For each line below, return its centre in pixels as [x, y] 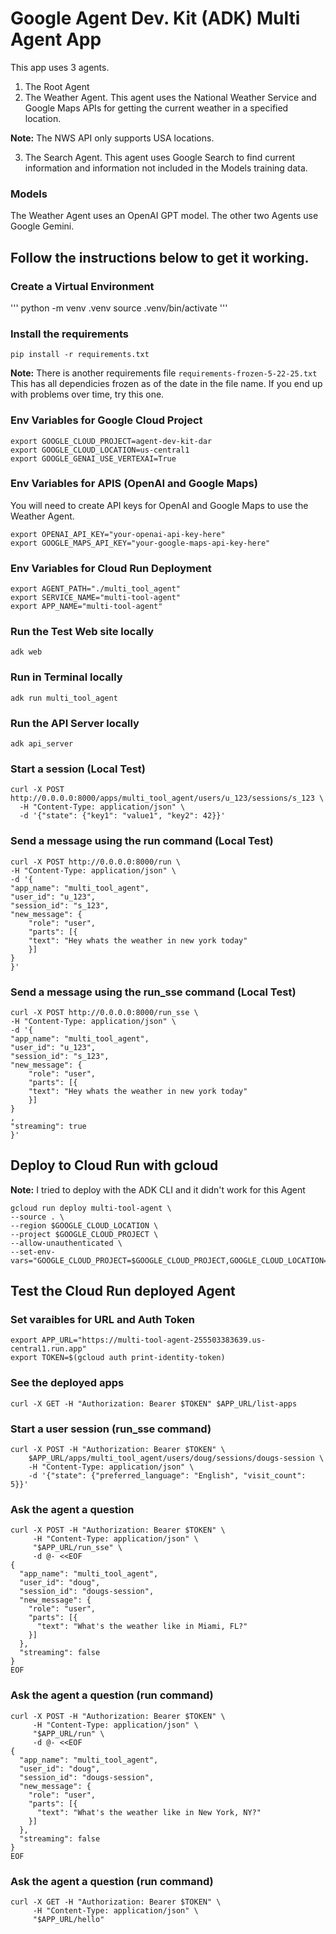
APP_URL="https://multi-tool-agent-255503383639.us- [154, 1340]
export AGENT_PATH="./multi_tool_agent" [96, 589]
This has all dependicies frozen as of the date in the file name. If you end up [166, 384]
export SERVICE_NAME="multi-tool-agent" [96, 598]
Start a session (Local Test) [78, 769]
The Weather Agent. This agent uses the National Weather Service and [170, 97]
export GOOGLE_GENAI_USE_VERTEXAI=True [93, 458]
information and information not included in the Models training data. [166, 168]
